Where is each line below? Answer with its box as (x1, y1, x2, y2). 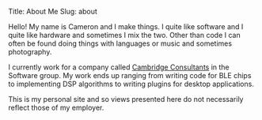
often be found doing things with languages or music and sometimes (8, 39, 232, 48)
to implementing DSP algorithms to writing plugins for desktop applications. (8, 79, 255, 88)
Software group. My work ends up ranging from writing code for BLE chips (8, 71, 252, 80)
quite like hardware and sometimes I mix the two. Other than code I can (8, 31, 241, 39)
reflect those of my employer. (8, 103, 104, 112)
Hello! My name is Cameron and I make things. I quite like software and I (8, 22, 244, 31)
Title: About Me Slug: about (8, 7, 97, 16)
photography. (8, 47, 52, 56)
